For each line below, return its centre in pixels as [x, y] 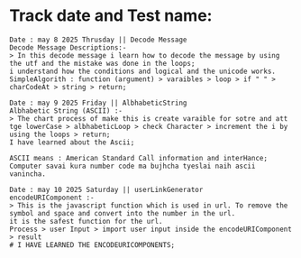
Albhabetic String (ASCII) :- [66, 111]
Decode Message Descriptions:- [68, 47]
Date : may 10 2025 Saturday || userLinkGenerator [106, 189]
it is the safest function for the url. [87, 221]
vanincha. [28, 174]
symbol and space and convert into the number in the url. [123, 213]
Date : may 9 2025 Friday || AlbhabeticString [98, 103]
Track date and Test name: [111, 16]
